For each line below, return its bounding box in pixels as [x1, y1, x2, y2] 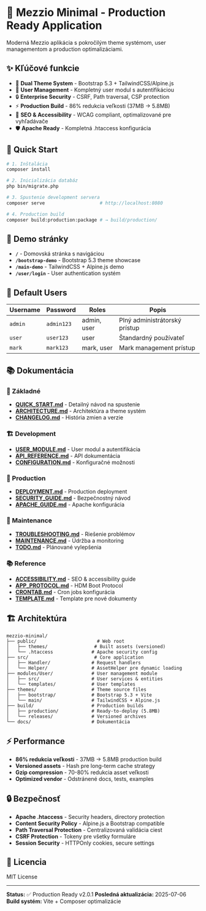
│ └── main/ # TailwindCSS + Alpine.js [6, 697, 161, 704]
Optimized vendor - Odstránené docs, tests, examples [15, 775, 154, 782]
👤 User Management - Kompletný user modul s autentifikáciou [15, 86, 175, 93]
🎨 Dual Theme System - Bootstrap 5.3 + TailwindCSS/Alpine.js [15, 79, 174, 87]
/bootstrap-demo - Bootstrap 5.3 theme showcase [15, 257, 141, 264]
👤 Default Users [6, 287, 67, 298]
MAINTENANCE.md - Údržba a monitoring [15, 537, 124, 544]
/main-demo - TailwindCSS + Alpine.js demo [15, 263, 124, 271]
